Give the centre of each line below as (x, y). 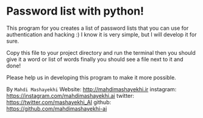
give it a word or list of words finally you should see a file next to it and (95, 59)
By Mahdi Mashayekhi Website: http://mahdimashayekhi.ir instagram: (91, 89)
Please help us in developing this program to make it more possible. (91, 77)
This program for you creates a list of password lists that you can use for (98, 28)
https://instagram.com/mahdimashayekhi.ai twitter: (70, 95)
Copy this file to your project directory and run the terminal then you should (101, 52)
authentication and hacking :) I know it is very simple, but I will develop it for (101, 34)
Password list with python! (75, 11)
